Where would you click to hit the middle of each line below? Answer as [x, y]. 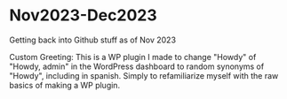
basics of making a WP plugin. [65, 85]
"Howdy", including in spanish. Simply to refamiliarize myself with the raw [144, 75]
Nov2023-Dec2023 [83, 15]
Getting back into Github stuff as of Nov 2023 [92, 40]
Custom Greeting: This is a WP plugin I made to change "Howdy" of [133, 57]
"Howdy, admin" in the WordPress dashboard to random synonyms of [137, 66]
